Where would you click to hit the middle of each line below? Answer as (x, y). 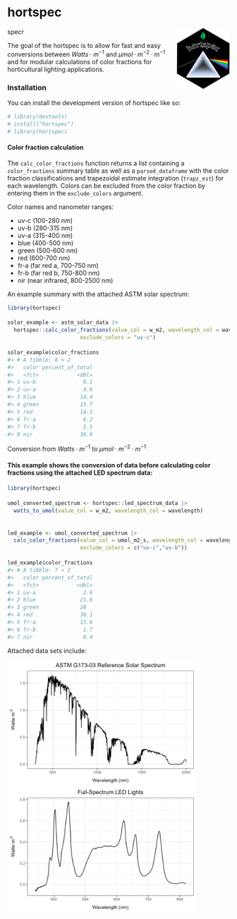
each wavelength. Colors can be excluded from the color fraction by (107, 185)
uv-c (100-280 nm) (45, 220)
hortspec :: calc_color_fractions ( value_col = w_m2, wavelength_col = (116, 330)
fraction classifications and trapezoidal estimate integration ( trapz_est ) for (116, 178)
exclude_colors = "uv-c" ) (118, 338)
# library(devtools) (38, 116)
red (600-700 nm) (44, 257)
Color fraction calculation (45, 147)
